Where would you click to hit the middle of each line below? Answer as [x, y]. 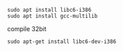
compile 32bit [27, 29]
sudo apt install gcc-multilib [52, 16]
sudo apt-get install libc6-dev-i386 [62, 42]
